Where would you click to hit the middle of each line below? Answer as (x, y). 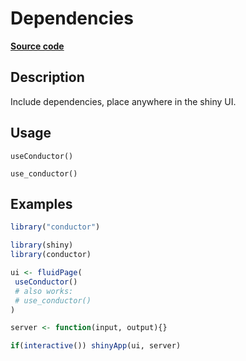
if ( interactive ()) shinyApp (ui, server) (96, 346)
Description (47, 77)
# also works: (44, 291)
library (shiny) (42, 245)
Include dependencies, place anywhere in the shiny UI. (123, 101)
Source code (37, 46)
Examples (41, 203)
